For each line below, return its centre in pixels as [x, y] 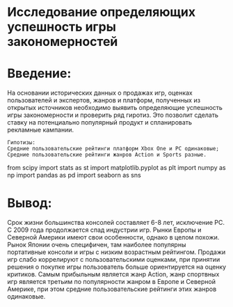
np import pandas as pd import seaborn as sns [74, 175]
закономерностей [63, 42]
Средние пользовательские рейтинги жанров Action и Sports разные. [107, 155]
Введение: [39, 73]
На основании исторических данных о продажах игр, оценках [100, 93]
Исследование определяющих [102, 12]
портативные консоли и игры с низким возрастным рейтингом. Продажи [116, 252]
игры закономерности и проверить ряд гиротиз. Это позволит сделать [113, 115]
